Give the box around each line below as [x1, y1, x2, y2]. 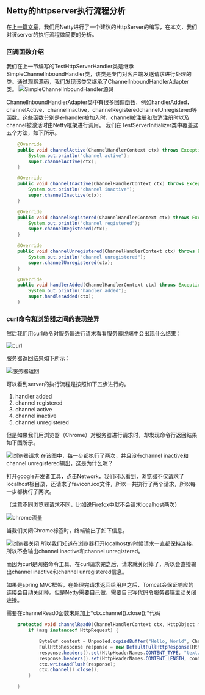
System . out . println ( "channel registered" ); [28, 220, 140, 226]
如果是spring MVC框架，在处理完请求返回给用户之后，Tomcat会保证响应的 [6, 581, 194, 589]
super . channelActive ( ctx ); [28, 158, 97, 164]
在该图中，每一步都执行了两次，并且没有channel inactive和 [40, 452, 189, 460]
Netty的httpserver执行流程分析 [6, 6, 126, 17]
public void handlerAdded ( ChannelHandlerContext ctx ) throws [17, 282, 176, 289]
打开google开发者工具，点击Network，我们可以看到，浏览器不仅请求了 [6, 473, 184, 480]
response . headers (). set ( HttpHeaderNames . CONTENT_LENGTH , [38, 655, 187, 661]
